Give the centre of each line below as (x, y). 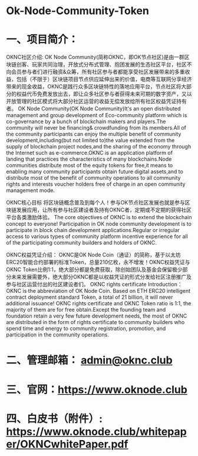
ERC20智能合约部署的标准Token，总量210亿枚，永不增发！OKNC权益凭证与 (98, 262)
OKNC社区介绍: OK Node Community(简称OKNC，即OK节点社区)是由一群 (95, 57)
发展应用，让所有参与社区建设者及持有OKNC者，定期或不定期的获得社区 (104, 210)
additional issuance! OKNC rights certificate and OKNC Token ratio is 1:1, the (99, 303)
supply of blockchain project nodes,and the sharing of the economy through (99, 147)
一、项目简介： (42, 40)
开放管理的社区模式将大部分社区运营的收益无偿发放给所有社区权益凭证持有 (96, 101)
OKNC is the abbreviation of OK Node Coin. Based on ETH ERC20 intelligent (98, 291)
